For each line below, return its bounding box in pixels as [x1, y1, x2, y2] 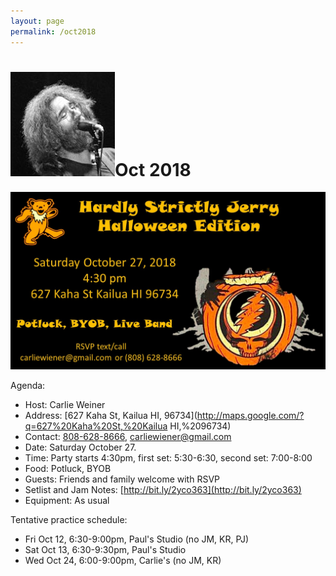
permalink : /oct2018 [10, 26, 97, 37]
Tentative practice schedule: [10, 513, 128, 525]
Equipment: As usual [24, 494, 110, 506]
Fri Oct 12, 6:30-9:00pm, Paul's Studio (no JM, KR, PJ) [24, 533, 250, 545]
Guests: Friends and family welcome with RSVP [24, 473, 220, 485]
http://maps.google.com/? [196, 409, 305, 421]
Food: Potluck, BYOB [24, 462, 112, 474]
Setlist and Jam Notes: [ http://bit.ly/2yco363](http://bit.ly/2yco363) [24, 483, 302, 495]
